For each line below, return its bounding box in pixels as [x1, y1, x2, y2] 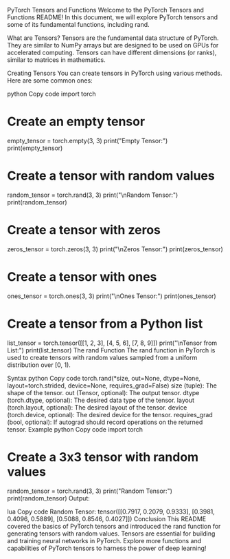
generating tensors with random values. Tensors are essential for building [7, 529, 216, 538]
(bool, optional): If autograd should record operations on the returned [7, 418, 203, 426]
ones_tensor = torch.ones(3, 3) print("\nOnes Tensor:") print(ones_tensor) [7, 292, 216, 300]
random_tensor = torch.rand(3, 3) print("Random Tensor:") [7, 487, 173, 495]
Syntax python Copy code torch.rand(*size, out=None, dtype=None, [7, 374, 201, 382]
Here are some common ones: [7, 76, 93, 85]
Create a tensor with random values [7, 168, 215, 184]
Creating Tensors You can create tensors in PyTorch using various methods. [7, 69, 222, 77]
